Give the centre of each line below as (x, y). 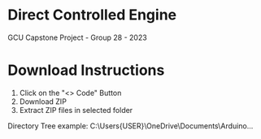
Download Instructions (86, 70)
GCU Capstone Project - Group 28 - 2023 (77, 37)
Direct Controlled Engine (92, 15)
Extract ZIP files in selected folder (76, 110)
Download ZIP (43, 101)
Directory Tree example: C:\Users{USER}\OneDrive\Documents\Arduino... (130, 126)
